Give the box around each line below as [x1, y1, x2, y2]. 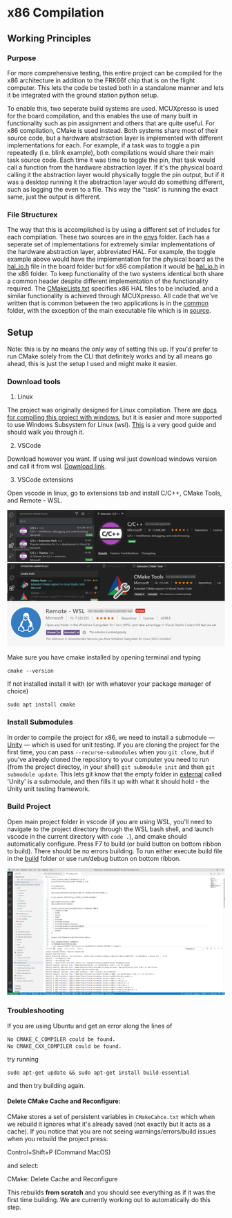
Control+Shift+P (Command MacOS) [7, 1147, 111, 1156]
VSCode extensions [17, 475, 74, 484]
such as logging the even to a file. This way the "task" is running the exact [7, 185, 219, 193]
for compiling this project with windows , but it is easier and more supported [7, 413, 222, 421]
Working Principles [7, 33, 91, 44]
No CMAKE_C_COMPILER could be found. [7, 1036, 116, 1043]
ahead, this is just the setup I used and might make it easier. [7, 359, 177, 367]
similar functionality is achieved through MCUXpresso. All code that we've [7, 292, 218, 300]
